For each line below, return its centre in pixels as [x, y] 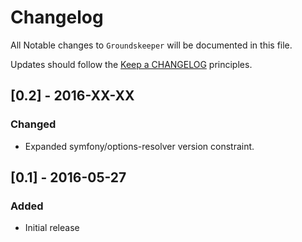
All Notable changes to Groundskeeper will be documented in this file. [151, 45]
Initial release [52, 228]
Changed [33, 124]
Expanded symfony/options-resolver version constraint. [139, 146]
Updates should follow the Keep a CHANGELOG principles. [131, 64]
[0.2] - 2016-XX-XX [72, 96]
